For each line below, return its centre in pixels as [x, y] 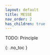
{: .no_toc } [16, 47]
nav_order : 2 [19, 19]
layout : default [22, 10]
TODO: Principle [22, 38]
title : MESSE [19, 14]
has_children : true [25, 24]
